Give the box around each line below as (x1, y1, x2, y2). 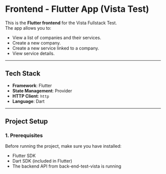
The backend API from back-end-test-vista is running (12, 163, 122, 169)
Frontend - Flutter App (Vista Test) (5, 3, 149, 15)
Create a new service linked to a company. (12, 45, 99, 51)
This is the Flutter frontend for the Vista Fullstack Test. (5, 20, 117, 26)
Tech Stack (5, 69, 41, 78)
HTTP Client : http (12, 93, 49, 99)
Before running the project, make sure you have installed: (5, 143, 122, 149)
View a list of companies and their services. (12, 35, 101, 41)
